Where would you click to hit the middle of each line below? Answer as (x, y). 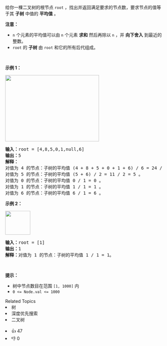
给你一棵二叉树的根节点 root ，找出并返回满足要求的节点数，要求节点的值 (81, 7)
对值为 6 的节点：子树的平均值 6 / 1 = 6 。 (54, 193)
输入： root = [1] (25, 243)
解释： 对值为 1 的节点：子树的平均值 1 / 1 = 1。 (59, 255)
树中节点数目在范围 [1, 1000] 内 (46, 286)
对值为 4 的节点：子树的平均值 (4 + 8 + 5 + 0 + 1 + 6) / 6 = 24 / (84, 168)
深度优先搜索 (25, 313)
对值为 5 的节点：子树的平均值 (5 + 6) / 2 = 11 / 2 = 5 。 (74, 174)
